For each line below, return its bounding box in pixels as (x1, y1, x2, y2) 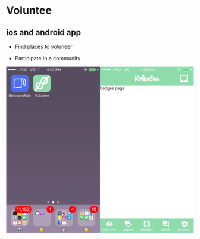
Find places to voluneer (14, 43, 73, 50)
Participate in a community (14, 55, 81, 61)
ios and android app (6, 27, 82, 38)
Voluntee (6, 4, 52, 17)
